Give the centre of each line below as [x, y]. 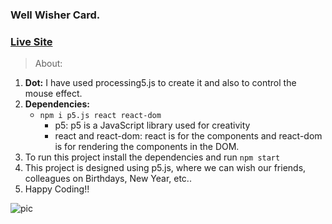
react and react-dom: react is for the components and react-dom [188, 136]
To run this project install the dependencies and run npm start [152, 157]
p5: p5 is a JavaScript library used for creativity [152, 125]
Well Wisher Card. [55, 15]
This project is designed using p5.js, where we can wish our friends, [165, 168]
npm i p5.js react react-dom [100, 116]
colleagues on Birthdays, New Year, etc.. [108, 179]
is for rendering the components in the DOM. [147, 147]
